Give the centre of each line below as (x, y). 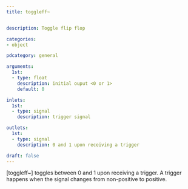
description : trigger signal (54, 117)
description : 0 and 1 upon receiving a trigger (78, 145)
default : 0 (31, 89)
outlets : (17, 128)
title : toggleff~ (28, 12)
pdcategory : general (32, 56)
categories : (21, 39)
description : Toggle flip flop (46, 28)
